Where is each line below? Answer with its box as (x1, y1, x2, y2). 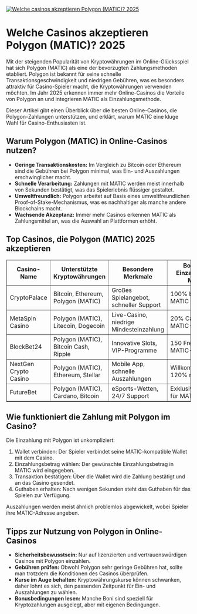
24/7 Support (111, 391, 150, 400)
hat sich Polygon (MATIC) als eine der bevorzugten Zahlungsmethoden (6, 64, 178, 71)
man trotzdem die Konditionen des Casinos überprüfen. (14, 570, 149, 577)
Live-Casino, (111, 310, 148, 318)
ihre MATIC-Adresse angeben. (6, 509, 80, 516)
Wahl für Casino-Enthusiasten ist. (6, 119, 87, 126)
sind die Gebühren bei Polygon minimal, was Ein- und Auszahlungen (14, 167, 180, 175)
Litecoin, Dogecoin (53, 321, 106, 330)
